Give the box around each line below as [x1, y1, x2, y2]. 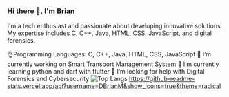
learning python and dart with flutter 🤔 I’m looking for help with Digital [7, 67, 205, 76]
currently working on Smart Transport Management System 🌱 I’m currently [7, 60, 219, 68]
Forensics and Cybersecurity [7, 75, 90, 83]
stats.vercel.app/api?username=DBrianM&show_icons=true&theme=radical [7, 82, 221, 90]
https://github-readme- [128, 75, 195, 83]
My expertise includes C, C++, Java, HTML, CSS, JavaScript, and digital [7, 29, 212, 37]
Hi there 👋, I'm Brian [7, 6, 75, 16]
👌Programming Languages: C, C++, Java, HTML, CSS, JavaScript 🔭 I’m [7, 50, 212, 58]
